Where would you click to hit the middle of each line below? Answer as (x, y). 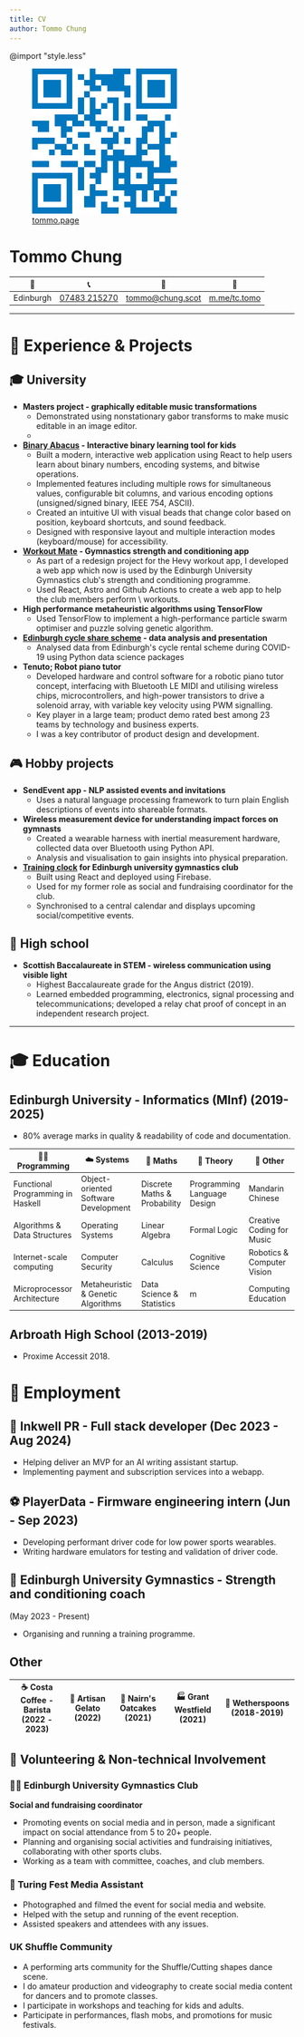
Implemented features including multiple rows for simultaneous (153, 483)
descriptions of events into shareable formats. (122, 809)
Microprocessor (43, 1289)
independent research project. (92, 1014)
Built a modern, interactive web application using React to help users (164, 454)
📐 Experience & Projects (101, 345)
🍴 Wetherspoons (257, 1703)
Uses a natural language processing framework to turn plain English (162, 800)
